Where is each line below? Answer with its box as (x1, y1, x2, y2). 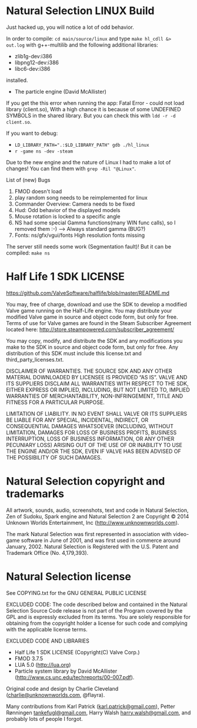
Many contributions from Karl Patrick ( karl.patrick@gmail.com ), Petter (6, 703, 175, 710)
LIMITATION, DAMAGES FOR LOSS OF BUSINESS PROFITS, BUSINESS (6, 429, 177, 436)
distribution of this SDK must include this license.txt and (6, 349, 142, 357)
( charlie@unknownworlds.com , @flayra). (6, 691, 105, 699)
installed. (6, 77, 28, 84)
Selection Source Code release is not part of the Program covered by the (6, 607, 183, 614)
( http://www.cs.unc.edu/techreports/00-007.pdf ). (14, 673, 135, 681)
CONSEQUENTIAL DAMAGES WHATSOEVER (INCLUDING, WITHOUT (6, 422, 173, 429)
